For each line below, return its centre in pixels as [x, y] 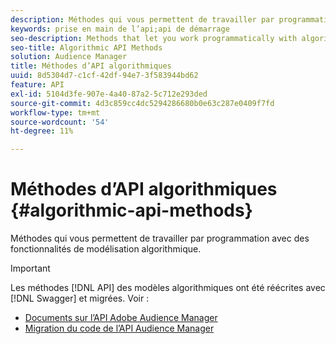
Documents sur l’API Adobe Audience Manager [121, 318]
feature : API [37, 85]
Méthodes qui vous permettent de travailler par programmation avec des [160, 238]
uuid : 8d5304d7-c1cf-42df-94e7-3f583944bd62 [104, 76]
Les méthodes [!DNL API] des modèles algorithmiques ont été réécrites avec [168, 288]
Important [30, 268]
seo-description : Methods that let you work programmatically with [154, 38]
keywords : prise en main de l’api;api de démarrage [120, 29]
